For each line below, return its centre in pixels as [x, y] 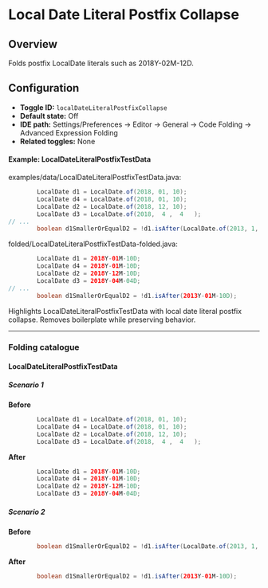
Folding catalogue [44, 347]
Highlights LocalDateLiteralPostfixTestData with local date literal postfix [125, 311]
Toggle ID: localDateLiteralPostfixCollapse [93, 107]
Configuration [44, 88]
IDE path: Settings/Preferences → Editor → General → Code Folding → [135, 124]
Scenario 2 [27, 512]
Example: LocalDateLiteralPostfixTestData [80, 159]
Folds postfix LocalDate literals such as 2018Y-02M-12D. [101, 63]
